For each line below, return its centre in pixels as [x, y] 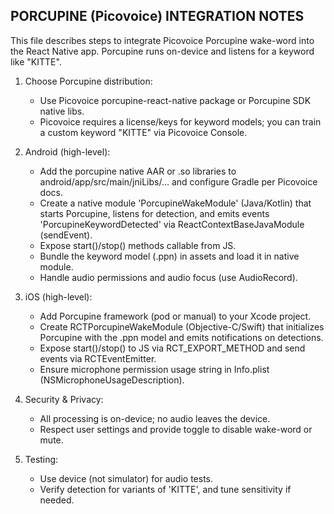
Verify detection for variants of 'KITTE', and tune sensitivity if [165, 489]
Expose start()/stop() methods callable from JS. [138, 245]
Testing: [41, 459]
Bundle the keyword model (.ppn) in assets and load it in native [169, 256]
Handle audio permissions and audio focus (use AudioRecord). [168, 277]
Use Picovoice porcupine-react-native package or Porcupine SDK [175, 100]
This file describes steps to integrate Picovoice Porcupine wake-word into [162, 40]
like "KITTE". [36, 61]
